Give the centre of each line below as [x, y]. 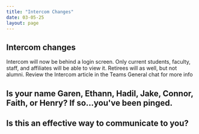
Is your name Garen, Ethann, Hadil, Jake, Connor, [100, 93]
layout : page [23, 23]
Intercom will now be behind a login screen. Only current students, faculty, [99, 62]
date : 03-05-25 [25, 17]
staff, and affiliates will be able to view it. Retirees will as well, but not [92, 68]
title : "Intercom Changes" [40, 12]
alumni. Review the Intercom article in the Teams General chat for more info [100, 75]
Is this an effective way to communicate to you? [97, 123]
